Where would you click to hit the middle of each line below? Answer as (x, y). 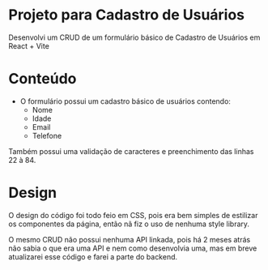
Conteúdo (43, 79)
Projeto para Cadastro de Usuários (127, 15)
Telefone (47, 135)
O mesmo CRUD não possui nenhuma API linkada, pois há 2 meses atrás (130, 239)
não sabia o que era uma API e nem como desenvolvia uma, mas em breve (133, 248)
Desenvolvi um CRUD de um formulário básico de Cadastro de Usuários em (134, 37)
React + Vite (29, 45)
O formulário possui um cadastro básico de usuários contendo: (125, 101)
